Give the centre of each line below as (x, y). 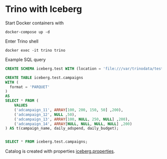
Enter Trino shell (22, 41)
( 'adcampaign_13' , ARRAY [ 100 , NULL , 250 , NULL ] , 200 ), (72, 119)
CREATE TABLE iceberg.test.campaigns (44, 78)
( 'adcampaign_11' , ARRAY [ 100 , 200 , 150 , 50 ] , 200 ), (69, 110)
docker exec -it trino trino (35, 50)
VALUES (21, 105)
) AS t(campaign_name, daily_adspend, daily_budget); (62, 128)
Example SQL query (26, 59)
